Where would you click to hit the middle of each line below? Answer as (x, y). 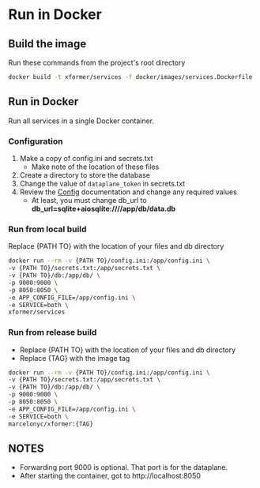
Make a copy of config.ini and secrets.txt (86, 158)
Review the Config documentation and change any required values (128, 192)
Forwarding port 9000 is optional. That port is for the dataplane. (123, 467)
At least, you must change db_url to (89, 200)
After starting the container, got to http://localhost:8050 (110, 476)
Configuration (36, 141)
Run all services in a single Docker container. (81, 121)
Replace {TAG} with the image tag (75, 358)
